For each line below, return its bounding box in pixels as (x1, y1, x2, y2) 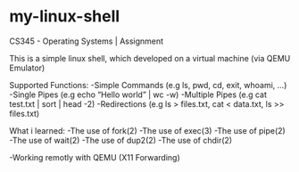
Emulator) (9, 62, 46, 73)
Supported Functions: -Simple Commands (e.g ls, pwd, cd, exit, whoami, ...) (9, 79, 287, 90)
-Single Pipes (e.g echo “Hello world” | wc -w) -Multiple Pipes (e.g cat (9, 89, 268, 100)
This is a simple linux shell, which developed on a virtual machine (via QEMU (9, 53, 291, 63)
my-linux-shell (9, 6, 120, 27)
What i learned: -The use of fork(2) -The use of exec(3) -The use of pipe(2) (9, 125, 286, 135)
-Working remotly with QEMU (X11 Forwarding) (9, 152, 180, 162)
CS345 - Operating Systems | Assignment (9, 36, 163, 46)
